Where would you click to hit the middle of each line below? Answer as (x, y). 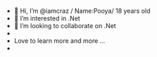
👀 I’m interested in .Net (47, 18)
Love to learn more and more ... (59, 41)
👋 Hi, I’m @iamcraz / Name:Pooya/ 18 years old (82, 11)
